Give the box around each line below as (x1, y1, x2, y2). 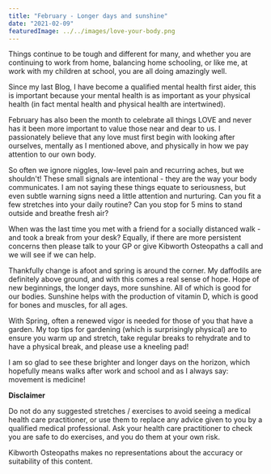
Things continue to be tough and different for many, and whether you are (8, 50, 252, 59)
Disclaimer (8, 390, 46, 400)
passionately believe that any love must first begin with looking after (8, 132, 235, 142)
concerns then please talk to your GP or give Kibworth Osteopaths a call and (8, 241, 264, 252)
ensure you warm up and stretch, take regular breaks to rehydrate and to (8, 334, 251, 343)
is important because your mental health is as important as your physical (8, 91, 251, 101)
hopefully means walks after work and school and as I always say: (8, 366, 229, 376)
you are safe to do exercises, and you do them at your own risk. (8, 432, 221, 442)
